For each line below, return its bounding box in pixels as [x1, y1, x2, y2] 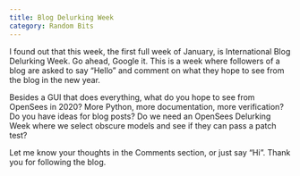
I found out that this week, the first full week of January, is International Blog [9, 46, 291, 56]
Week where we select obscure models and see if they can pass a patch [9, 120, 277, 130]
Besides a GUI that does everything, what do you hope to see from [9, 91, 255, 103]
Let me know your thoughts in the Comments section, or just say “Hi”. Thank [9, 147, 291, 157]
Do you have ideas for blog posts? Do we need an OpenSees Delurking [9, 111, 271, 122]
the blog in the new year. [9, 74, 101, 85]
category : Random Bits [9, 21, 94, 30]
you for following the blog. [9, 156, 107, 167]
